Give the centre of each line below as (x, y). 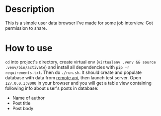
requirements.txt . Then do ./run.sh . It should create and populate (74, 72)
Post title (21, 103)
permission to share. (26, 28)
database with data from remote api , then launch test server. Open (73, 77)
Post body (23, 108)
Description (30, 9)
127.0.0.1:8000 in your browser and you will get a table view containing (78, 83)
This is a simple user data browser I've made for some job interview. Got (79, 23)
